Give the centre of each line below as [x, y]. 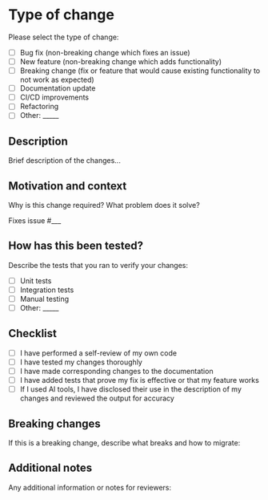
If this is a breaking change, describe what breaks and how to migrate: [124, 443]
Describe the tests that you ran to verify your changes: [98, 265]
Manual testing [44, 299]
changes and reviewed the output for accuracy [97, 398]
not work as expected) [57, 80]
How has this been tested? [76, 246]
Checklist [33, 333]
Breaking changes [55, 423]
